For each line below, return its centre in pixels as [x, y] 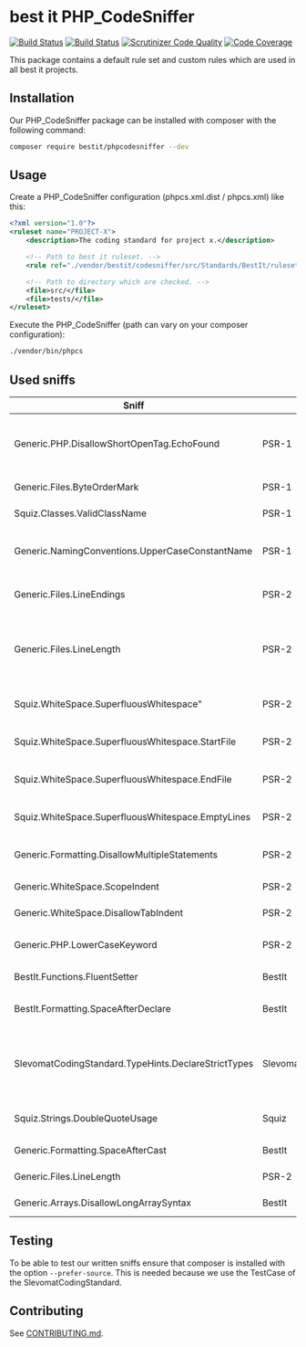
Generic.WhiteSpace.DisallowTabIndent [99, 913]
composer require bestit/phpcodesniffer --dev [99, 147]
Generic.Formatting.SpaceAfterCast [90, 1150]
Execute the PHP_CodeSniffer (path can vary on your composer [129, 325]
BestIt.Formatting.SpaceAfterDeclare [92, 1009]
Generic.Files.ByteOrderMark [76, 487]
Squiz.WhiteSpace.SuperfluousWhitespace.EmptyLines [133, 817]
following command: [48, 130]
